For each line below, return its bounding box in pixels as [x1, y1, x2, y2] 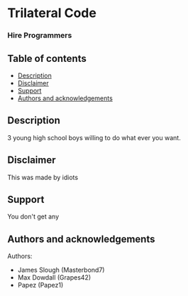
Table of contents [7, 52, 87, 65]
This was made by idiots [7, 173, 79, 181]
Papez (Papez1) [17, 281, 64, 290]
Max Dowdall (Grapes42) [17, 273, 91, 282]
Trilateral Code [7, 5, 97, 21]
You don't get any [7, 212, 60, 221]
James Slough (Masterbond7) [17, 265, 105, 275]
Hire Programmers [7, 31, 72, 41]
